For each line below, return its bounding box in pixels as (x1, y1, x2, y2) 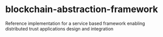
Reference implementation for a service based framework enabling (5, 20, 145, 26)
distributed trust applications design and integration (5, 25, 114, 31)
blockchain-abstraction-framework (5, 4, 158, 15)
